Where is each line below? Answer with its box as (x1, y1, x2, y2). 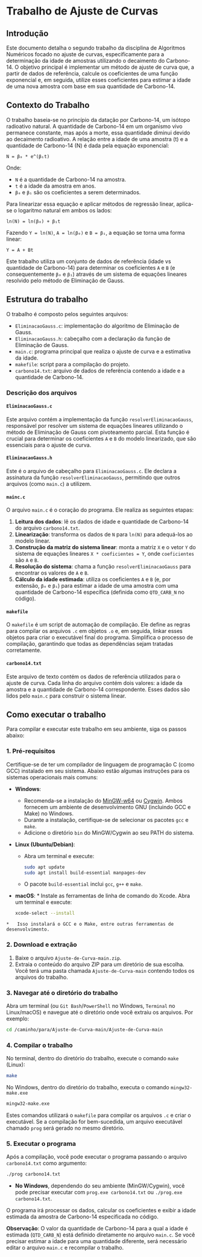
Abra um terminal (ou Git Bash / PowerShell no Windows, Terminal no (6, 1002, 175, 1009)
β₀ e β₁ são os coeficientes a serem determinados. (14, 188, 141, 196)
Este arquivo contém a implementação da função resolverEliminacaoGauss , (6, 415, 194, 423)
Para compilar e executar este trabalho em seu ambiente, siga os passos (6, 725, 187, 733)
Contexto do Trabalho (6, 100, 90, 110)
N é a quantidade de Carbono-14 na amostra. (14, 176, 127, 183)
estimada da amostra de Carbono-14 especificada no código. (6, 1213, 159, 1220)
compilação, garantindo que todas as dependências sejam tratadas (6, 640, 174, 648)
